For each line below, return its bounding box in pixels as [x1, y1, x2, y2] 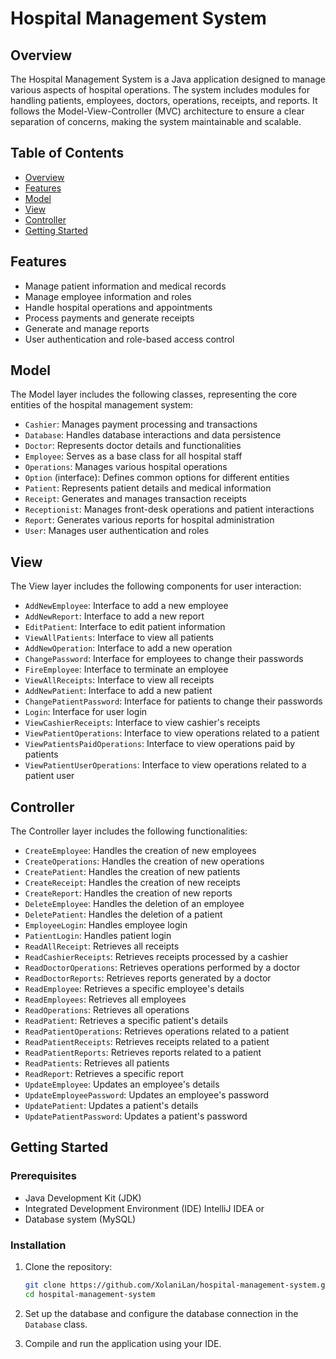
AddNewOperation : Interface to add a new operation [24, 642, 233, 654]
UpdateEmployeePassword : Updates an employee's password [24, 1089, 270, 1101]
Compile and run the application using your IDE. [24, 1337, 222, 1349]
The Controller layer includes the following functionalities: [10, 825, 248, 837]
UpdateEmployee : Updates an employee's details [24, 1078, 220, 1091]
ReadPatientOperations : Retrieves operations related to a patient [24, 1025, 290, 1037]
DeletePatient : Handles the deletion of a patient [24, 908, 223, 921]
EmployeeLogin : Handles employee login [24, 919, 188, 931]
